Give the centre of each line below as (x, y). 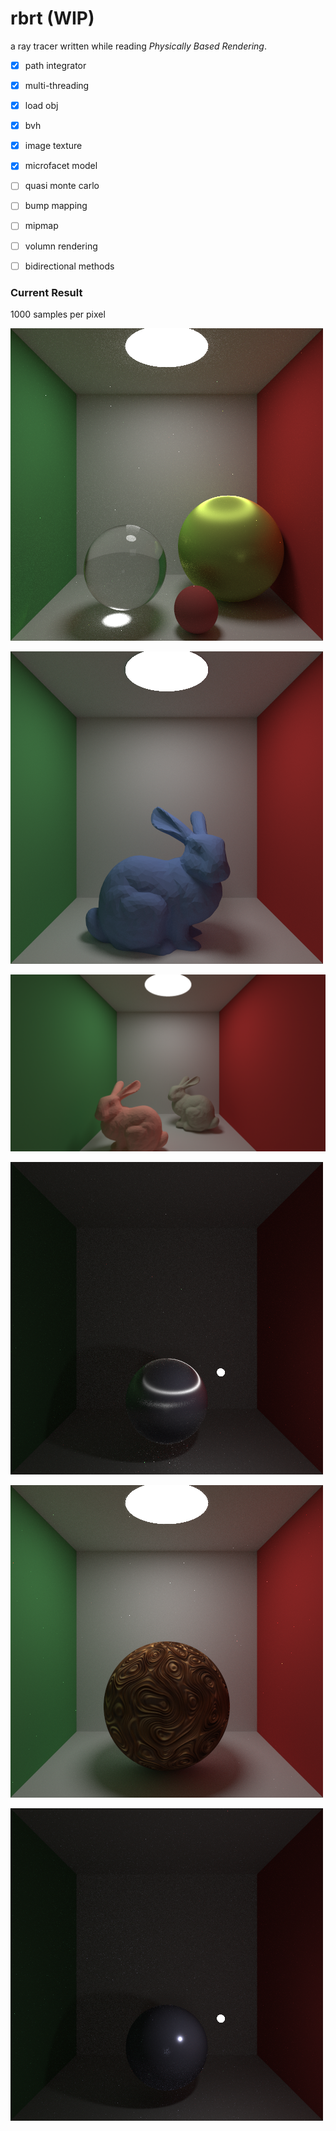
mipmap (41, 226)
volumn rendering (61, 246)
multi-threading (57, 85)
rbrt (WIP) (52, 18)
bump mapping (56, 206)
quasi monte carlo (62, 186)
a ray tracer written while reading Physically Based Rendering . (138, 46)
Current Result (46, 292)
